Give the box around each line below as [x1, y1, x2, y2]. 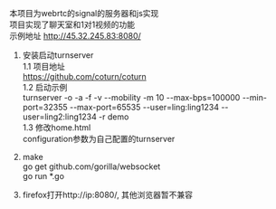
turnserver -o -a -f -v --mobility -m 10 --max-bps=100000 [22, 92, 241, 102]
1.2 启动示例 [22, 82, 68, 92]
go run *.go [22, 171, 65, 181]
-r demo [98, 111, 129, 122]
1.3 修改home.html [22, 122, 91, 133]
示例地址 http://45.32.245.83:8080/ [9, 31, 142, 41]
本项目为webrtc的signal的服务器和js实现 [9, 8, 159, 18]
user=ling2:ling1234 [22, 111, 97, 122]
